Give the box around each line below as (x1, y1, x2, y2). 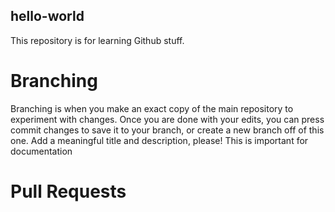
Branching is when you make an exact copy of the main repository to (10, 102, 294, 114)
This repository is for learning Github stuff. (10, 34, 185, 46)
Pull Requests (10, 180, 127, 203)
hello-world (10, 8, 85, 25)
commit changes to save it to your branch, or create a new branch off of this (10, 124, 325, 136)
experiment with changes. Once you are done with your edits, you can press (10, 113, 325, 125)
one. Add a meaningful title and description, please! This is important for (10, 134, 309, 146)
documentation (10, 145, 73, 157)
